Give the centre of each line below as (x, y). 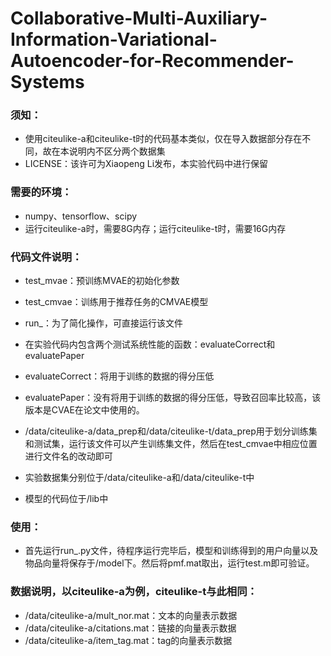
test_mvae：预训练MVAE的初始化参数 (102, 281)
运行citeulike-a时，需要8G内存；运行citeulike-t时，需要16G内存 (155, 228)
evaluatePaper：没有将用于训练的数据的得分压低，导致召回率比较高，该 (173, 398)
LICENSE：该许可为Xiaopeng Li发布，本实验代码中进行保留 (146, 164)
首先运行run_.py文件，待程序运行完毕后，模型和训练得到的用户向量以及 (171, 551)
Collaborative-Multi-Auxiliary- (139, 18)
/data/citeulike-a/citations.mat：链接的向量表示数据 (130, 628)
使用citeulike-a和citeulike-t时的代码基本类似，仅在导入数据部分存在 (163, 139)
